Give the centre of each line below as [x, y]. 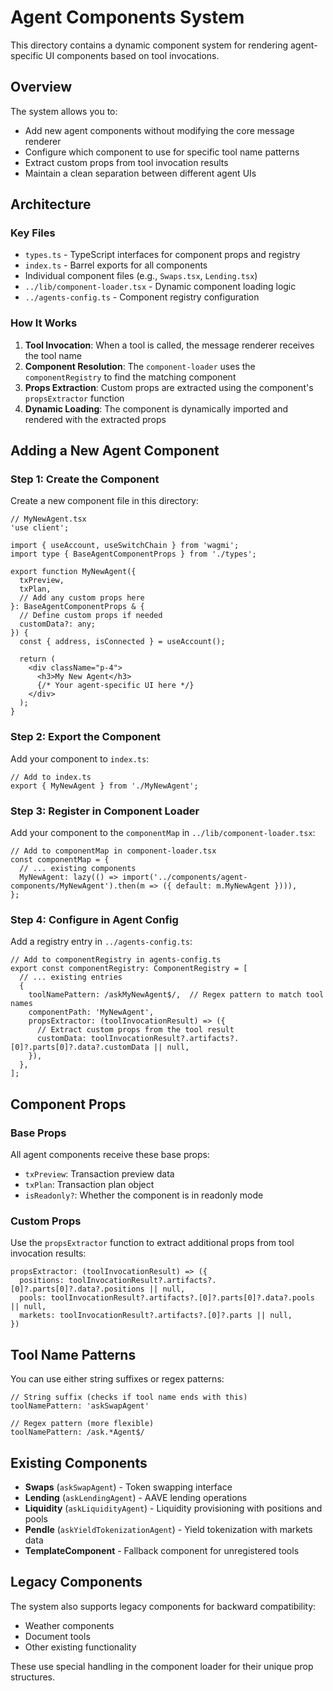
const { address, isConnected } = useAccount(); [122, 642]
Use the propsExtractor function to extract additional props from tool [152, 1243]
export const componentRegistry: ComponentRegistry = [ [129, 969]
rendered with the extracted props [95, 419]
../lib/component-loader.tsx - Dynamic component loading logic [160, 287]
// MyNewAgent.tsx [48, 519]
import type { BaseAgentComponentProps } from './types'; [133, 554]
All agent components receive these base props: [110, 1154]
